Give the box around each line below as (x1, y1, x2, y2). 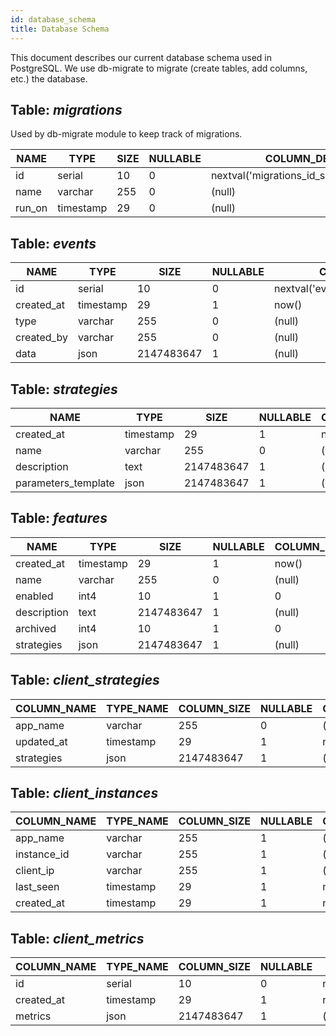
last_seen (15, 880, 60, 894)
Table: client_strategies (10, 672, 160, 689)
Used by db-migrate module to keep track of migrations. (10, 128, 243, 140)
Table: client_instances (10, 784, 159, 801)
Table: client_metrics (10, 930, 145, 947)
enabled (15, 589, 54, 603)
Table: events (10, 235, 97, 252)
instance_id (15, 847, 70, 861)
